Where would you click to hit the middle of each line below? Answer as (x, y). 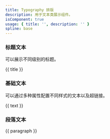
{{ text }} (14, 105)
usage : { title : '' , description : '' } (47, 24)
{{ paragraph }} (21, 131)
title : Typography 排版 (30, 10)
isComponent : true (25, 19)
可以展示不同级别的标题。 (32, 59)
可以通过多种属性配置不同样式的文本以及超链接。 (56, 95)
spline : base (19, 29)
